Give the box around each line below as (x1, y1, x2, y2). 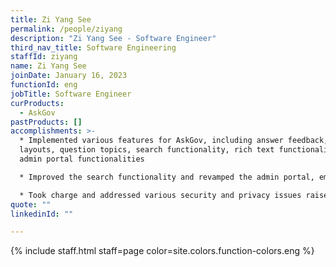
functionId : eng (10, 80, 78, 90)
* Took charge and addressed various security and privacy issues (19, 190, 302, 200)
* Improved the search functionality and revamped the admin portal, (19, 172, 315, 182)
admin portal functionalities (19, 154, 145, 164)
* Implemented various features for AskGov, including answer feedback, (19, 136, 329, 146)
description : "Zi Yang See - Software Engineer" (10, 33, 217, 43)
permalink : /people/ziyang (10, 24, 123, 34)
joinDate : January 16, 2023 (10, 71, 128, 81)
